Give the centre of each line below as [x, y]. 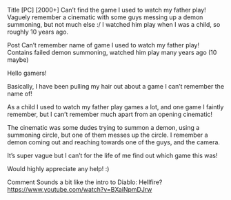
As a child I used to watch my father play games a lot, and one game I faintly [115, 107]
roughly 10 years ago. [38, 32]
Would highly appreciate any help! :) [58, 169]
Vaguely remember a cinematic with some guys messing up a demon [105, 17]
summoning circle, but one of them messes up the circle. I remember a [108, 135]
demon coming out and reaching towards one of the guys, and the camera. [114, 142]
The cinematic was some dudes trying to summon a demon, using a [103, 127]
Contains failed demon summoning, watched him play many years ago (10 [112, 52]
